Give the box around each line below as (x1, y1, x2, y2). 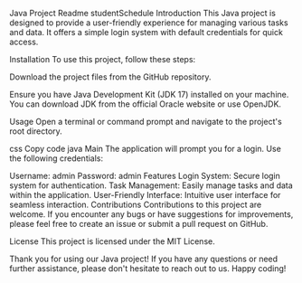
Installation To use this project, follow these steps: (9, 54, 196, 64)
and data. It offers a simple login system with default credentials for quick (9, 27, 283, 37)
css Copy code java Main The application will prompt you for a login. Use (9, 144, 282, 154)
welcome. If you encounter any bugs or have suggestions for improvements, (9, 209, 294, 220)
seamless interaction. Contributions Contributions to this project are (9, 199, 262, 210)
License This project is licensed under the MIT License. (9, 236, 215, 247)
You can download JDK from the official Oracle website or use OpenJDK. (9, 99, 282, 109)
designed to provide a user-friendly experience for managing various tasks (9, 17, 288, 28)
